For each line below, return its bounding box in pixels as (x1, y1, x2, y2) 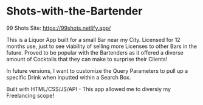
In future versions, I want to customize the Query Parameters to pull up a (6, 67, 188, 74)
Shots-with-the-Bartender (6, 4, 143, 18)
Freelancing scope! (6, 92, 55, 99)
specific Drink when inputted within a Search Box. (6, 73, 131, 81)
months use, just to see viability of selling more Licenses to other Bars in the (6, 42, 198, 50)
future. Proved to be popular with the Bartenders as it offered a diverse (6, 49, 184, 56)
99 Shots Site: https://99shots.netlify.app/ (6, 24, 111, 32)
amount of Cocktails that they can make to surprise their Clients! (6, 55, 168, 63)
